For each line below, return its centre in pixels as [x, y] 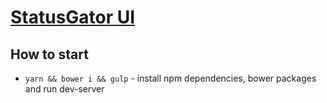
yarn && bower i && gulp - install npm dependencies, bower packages [170, 78]
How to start [49, 54]
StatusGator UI [73, 17]
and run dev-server [64, 89]
